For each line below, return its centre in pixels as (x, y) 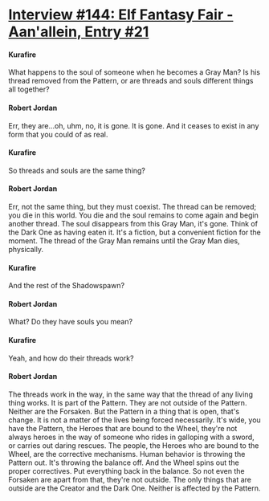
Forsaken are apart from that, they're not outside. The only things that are (130, 479)
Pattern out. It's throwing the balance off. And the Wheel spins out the (124, 462)
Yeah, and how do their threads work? (71, 358)
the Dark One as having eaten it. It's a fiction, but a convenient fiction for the (134, 232)
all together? (29, 89)
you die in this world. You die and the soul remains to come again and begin (133, 215)
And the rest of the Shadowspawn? (67, 286)
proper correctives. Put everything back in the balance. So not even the (126, 470)
